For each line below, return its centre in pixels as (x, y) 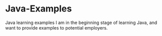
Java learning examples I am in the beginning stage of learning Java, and (81, 22)
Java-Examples (39, 9)
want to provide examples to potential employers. (57, 27)
